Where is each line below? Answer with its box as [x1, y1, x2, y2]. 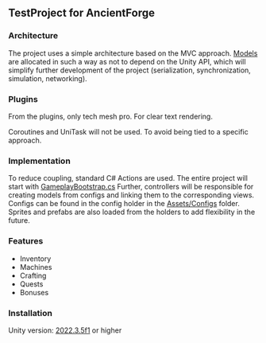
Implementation [8, 155, 71, 166]
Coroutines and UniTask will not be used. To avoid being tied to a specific [8, 127, 249, 136]
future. [8, 216, 30, 225]
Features [8, 236, 44, 247]
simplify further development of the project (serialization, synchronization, [8, 65, 252, 75]
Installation [8, 307, 53, 318]
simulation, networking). [8, 73, 87, 83]
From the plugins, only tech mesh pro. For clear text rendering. [8, 111, 213, 121]
